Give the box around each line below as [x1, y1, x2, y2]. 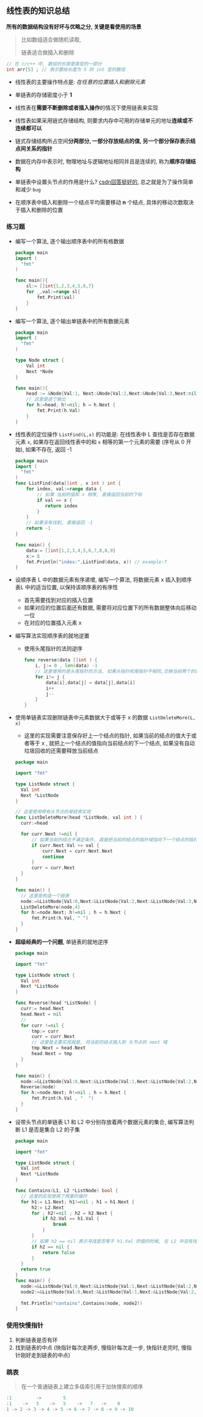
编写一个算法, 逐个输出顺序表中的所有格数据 [14, 237, 124, 245]
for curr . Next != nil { [21, 831, 78, 837]
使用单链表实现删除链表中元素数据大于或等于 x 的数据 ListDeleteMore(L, [14, 714, 196, 721]
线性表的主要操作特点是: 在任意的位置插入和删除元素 [14, 78, 146, 85]
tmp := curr [31, 1028, 59, 1034]
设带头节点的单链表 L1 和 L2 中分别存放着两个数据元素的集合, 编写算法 [14, 1118, 189, 1125]
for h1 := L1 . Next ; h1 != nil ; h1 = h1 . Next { [21, 1198, 135, 1205]
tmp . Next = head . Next [31, 1045, 86, 1051]
